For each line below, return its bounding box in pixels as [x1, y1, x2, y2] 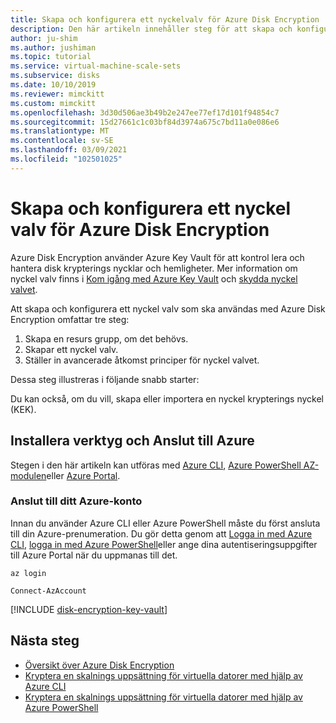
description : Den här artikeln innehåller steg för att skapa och [10, 24, 293, 34]
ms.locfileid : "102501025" [10, 154, 123, 164]
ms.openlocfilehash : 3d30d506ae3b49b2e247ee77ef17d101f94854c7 [10, 107, 280, 118]
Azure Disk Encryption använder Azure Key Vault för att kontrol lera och [10, 251, 305, 263]
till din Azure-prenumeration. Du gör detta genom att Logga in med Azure [10, 527, 313, 540]
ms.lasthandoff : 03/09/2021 [10, 145, 128, 155]
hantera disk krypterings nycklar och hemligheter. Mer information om [10, 262, 298, 274]
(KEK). [10, 403, 37, 415]
